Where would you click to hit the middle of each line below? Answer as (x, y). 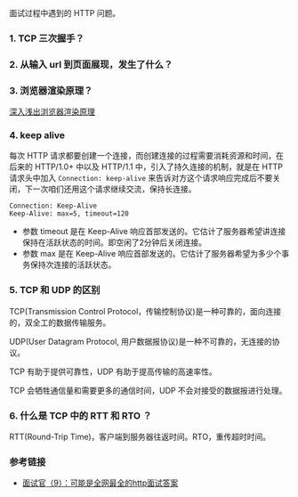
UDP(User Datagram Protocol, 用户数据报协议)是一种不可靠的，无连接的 (141, 341)
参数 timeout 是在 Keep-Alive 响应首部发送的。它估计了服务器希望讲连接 (154, 232)
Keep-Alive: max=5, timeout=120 (69, 214)
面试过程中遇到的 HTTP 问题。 (65, 13)
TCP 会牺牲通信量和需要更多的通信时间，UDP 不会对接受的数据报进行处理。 (148, 390)
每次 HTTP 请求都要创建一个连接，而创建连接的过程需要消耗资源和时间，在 (147, 156)
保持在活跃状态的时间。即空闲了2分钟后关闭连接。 (114, 242)
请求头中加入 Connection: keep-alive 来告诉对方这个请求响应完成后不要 (141, 178)
